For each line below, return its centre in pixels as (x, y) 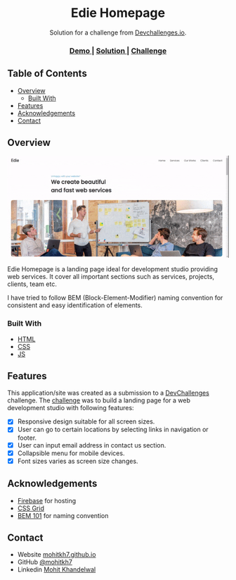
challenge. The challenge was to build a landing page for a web (99, 400)
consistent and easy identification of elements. (75, 305)
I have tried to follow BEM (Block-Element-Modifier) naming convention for (115, 298)
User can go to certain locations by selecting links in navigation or (113, 430)
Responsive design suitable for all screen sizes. (86, 421)
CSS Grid (31, 508)
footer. (27, 438)
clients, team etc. (32, 284)
